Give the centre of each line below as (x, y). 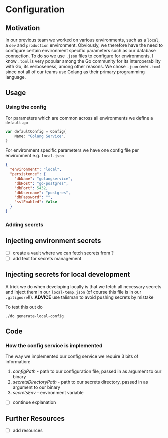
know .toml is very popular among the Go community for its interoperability (83, 61)
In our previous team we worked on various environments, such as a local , (83, 40)
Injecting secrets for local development (68, 274)
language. (16, 77)
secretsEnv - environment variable (48, 393)
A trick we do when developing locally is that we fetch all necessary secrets (83, 286)
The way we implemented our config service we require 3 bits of (72, 356)
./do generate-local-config (35, 316)
